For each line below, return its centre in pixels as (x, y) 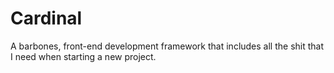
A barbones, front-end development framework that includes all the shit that (167, 46)
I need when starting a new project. (83, 56)
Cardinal (46, 18)
